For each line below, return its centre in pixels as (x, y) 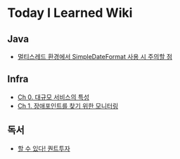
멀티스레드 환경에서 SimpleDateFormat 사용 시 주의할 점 (95, 57)
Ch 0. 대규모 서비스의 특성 (53, 97)
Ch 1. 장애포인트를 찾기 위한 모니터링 (68, 106)
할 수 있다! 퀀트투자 (44, 148)
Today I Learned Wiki (70, 13)
